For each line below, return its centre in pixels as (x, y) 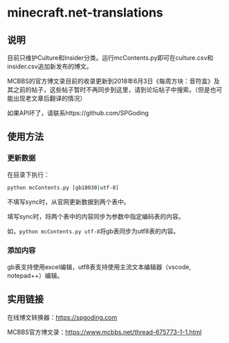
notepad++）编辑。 (35, 275)
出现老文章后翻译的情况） (49, 98)
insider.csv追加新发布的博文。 (50, 66)
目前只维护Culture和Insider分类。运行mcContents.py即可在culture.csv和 (110, 58)
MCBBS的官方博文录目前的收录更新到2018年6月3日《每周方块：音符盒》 (111, 81)
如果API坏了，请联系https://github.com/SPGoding (78, 113)
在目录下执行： (28, 175)
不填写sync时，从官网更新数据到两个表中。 (68, 202)
